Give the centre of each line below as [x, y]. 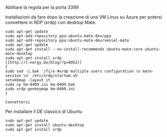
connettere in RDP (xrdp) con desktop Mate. [51, 22]
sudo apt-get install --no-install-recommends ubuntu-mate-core [74, 49]
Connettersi [18, 102]
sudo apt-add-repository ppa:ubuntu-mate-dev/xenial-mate [67, 40]
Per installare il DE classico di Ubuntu [44, 111]
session [13, 76]
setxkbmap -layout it [28, 80]
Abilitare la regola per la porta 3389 [42, 7]
